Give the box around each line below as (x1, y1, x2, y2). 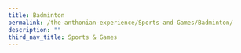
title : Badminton (8, 11, 65, 19)
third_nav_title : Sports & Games (8, 33, 118, 41)
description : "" (8, 26, 61, 34)
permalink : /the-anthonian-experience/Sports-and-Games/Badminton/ (8, 19, 234, 26)
